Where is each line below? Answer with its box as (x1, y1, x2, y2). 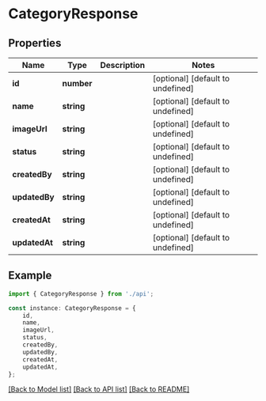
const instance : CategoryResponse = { (8, 304, 136, 312)
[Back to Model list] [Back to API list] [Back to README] (8, 384, 190, 394)
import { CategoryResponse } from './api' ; (8, 289, 154, 297)
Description (100, 60, 146, 70)
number (62, 78, 93, 89)
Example (8, 269, 52, 282)
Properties (8, 36, 62, 50)
